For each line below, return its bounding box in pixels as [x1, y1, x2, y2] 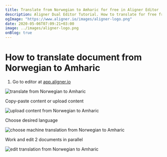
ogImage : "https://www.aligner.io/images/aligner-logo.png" [5, 16, 133, 21]
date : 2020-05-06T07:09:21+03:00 [5, 21, 75, 26]
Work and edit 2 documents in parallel [5, 136, 83, 142]
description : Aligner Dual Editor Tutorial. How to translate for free [5, 12, 157, 17]
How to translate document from [5, 52, 142, 63]
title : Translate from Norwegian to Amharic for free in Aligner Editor [5, 7, 159, 12]
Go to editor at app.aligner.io [12, 78, 71, 84]
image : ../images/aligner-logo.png [5, 26, 79, 31]
